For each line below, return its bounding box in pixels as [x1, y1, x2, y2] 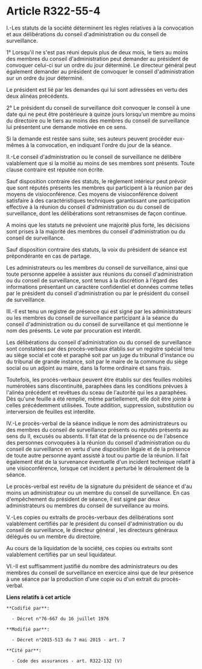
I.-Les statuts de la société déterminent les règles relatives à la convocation [6, 24, 194, 31]
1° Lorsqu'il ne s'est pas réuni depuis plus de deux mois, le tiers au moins [6, 48, 189, 55]
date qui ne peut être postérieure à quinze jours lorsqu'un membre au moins [6, 110, 196, 118]
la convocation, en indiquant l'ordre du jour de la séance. [30, 141, 172, 148]
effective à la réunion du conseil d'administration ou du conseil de [6, 203, 170, 211]
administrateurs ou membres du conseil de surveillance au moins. [6, 502, 170, 509]
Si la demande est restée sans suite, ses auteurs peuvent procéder [6, 135, 172, 142]
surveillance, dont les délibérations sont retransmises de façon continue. [6, 209, 187, 217]
